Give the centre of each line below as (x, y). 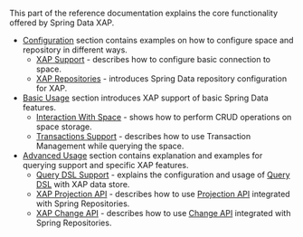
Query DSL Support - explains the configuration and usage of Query (163, 175)
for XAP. (52, 88)
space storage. (64, 127)
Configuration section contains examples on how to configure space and (158, 40)
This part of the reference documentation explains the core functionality (144, 13)
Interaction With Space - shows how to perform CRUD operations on (164, 117)
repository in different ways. (75, 50)
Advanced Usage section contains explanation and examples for (142, 156)
